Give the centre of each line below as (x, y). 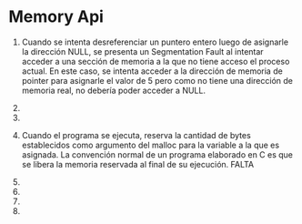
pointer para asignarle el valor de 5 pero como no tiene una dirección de (157, 80)
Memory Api (56, 17)
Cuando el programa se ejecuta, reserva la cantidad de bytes (136, 135)
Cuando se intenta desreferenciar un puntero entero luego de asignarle (155, 42)
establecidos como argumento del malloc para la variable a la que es (150, 145)
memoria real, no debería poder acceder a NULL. (114, 90)
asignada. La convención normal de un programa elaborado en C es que (157, 154)
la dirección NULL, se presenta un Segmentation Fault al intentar (143, 51)
